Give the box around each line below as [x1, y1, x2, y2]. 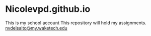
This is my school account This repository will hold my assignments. [5, 20, 147, 26]
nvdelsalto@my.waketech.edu [5, 25, 68, 31]
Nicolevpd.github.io [5, 3, 91, 15]
